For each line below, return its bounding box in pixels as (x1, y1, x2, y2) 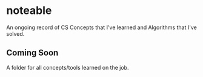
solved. (6, 30, 25, 37)
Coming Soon (6, 48, 59, 58)
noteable (6, 4, 52, 18)
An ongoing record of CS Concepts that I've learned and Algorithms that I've (6, 24, 197, 31)
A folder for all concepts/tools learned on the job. (6, 64, 129, 71)
